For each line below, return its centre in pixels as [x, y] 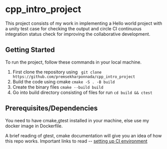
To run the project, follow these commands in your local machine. [73, 62]
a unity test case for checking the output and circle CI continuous [73, 28]
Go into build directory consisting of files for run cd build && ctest [82, 92]
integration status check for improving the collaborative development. [78, 34]
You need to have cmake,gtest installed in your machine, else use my [77, 120]
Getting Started [30, 50]
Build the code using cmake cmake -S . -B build [64, 81]
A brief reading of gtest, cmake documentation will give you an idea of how [83, 135]
